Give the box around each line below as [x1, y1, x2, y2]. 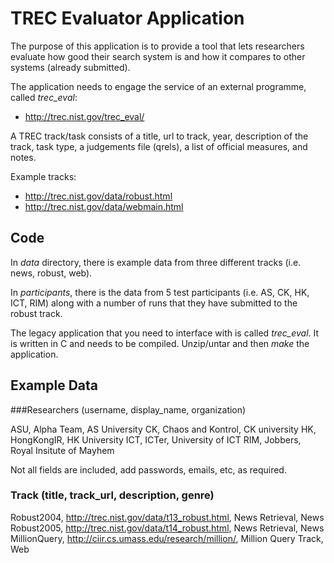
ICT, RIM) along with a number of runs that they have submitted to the [10, 297, 298, 309]
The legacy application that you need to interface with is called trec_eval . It [10, 327, 320, 339]
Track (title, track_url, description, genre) [10, 488, 215, 502]
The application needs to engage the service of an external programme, [10, 80, 307, 92]
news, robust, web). [10, 267, 93, 279]
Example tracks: [10, 170, 77, 182]
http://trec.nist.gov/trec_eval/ [24, 110, 145, 122]
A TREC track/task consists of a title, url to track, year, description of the [10, 130, 309, 142]
